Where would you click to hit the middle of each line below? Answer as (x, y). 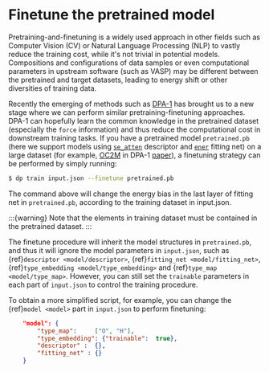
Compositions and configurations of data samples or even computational (129, 63)
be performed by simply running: (63, 163)
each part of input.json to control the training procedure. (103, 284)
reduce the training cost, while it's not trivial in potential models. (114, 54)
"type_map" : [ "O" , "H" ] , (86, 331)
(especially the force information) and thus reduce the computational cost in (134, 129)
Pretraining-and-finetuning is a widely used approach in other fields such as (134, 37)
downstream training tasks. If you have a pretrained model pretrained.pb (129, 137)
